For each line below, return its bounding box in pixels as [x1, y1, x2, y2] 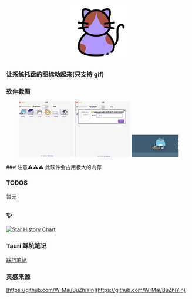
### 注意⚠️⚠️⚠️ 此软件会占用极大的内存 [6, 164, 102, 171]
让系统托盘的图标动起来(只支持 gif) [6, 70, 105, 78]
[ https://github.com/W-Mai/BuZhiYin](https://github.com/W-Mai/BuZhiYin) [6, 286, 186, 293]
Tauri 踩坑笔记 [6, 242, 47, 250]
